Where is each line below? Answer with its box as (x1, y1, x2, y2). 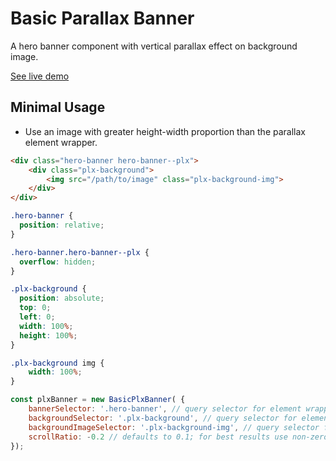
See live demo (10, 70, 70, 82)
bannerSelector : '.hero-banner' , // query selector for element (28, 404, 302, 414)
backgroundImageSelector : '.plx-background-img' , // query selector (28, 422, 320, 432)
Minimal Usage (10, 99, 106, 116)
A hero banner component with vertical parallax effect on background (10, 40, 298, 52)
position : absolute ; (19, 293, 105, 304)
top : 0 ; (19, 303, 52, 313)
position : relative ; (19, 220, 105, 230)
